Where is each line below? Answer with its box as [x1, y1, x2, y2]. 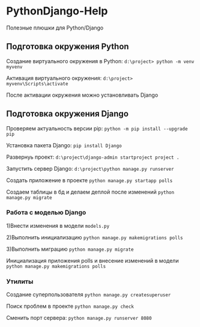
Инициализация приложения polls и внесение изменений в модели [6, 257, 179, 264]
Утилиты [6, 277, 34, 286]
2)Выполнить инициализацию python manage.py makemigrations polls [6, 233, 183, 241]
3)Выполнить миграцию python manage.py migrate [6, 245, 134, 252]
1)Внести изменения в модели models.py [6, 222, 110, 229]
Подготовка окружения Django [6, 109, 129, 119]
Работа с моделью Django [6, 209, 86, 217]
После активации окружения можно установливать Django [6, 91, 159, 99]
